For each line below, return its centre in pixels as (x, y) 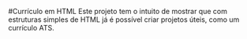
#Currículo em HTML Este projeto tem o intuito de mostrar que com (118, 11)
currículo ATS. (32, 28)
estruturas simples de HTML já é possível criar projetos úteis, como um (124, 19)
